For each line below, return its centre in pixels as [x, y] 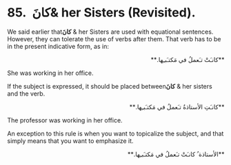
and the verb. [26, 93]
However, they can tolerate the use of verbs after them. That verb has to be [114, 38]
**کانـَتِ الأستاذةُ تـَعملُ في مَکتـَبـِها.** [177, 107]
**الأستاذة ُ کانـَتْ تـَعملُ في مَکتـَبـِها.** [176, 154]
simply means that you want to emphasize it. [70, 141]
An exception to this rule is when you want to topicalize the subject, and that [115, 133]
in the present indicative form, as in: [58, 46]
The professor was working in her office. [65, 120]
